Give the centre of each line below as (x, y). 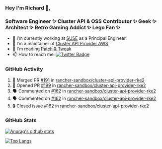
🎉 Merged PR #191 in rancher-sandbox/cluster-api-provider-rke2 (79, 80)
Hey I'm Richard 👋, (28, 8)
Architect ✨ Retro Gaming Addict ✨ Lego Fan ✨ (63, 27)
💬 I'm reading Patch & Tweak (42, 49)
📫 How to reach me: (34, 55)
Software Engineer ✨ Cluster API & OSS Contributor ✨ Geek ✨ (81, 21)
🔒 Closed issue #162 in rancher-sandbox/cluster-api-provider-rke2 (81, 106)
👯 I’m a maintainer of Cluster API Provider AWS (60, 44)
